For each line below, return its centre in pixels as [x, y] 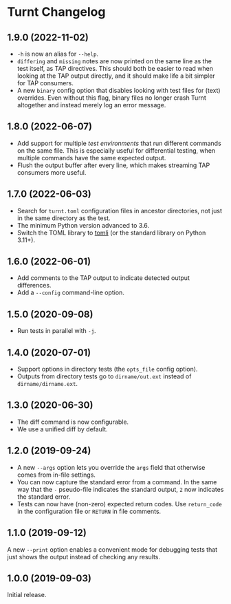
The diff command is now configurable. [73, 422]
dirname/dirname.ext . [47, 384]
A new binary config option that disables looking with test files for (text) [119, 90]
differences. [34, 285]
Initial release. [27, 595]
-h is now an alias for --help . [57, 54]
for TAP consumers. [45, 83]
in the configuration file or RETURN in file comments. [89, 511]
